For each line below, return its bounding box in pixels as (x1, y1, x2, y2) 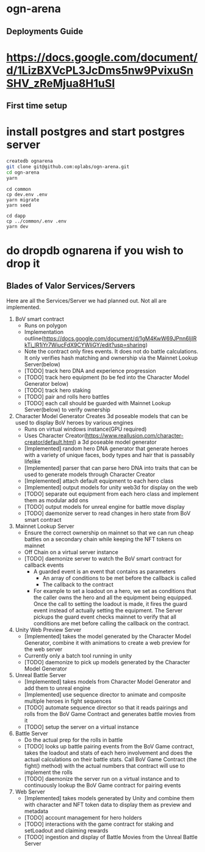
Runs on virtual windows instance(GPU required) (24, 425, 147, 433)
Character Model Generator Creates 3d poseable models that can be (15, 412, 188, 419)
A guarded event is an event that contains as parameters (33, 567, 176, 575)
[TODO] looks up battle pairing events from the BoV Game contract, (24, 742, 195, 750)
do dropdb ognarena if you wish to (6, 243, 184, 257)
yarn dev (6, 223, 29, 230)
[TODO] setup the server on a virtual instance (24, 723, 139, 730)
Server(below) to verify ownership (24, 406, 111, 413)
